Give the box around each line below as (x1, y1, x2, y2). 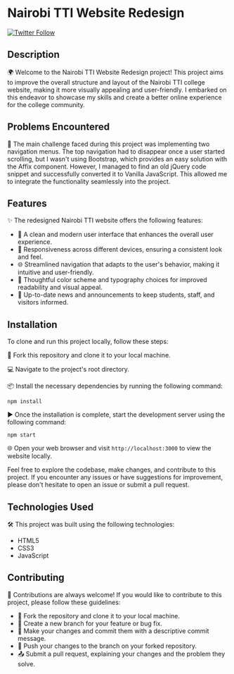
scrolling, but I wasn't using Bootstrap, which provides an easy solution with (7, 154, 228, 163)
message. (17, 634, 46, 642)
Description (7, 49, 60, 61)
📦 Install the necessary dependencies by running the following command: (7, 382, 223, 391)
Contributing (7, 572, 65, 584)
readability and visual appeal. (17, 283, 103, 292)
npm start (7, 431, 37, 439)
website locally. (7, 452, 53, 460)
